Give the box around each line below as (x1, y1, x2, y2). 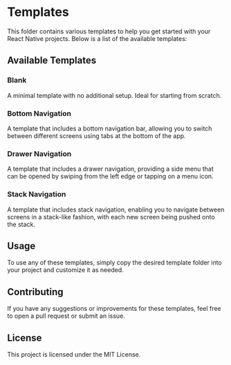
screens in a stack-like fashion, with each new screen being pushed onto (7, 212, 216, 221)
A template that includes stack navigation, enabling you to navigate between (7, 205, 225, 214)
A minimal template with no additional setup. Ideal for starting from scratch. (7, 91, 222, 99)
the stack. (7, 220, 36, 228)
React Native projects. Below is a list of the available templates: (7, 34, 187, 42)
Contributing (7, 286, 64, 298)
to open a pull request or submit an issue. (7, 312, 126, 320)
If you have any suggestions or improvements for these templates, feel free (7, 305, 221, 313)
